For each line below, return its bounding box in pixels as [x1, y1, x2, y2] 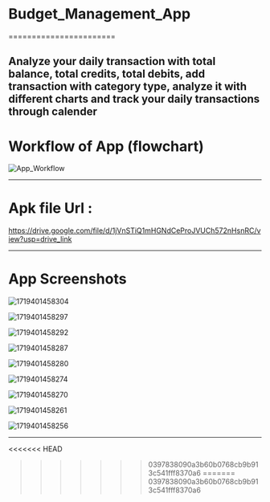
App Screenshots [8, 270, 127, 288]
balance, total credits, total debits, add [8, 67, 206, 81]
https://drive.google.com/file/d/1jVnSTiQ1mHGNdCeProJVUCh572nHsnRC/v [8, 226, 261, 235]
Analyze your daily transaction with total [8, 55, 216, 68]
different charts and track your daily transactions [8, 92, 260, 106]
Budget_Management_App [8, 5, 191, 23]
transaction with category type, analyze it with [8, 80, 247, 93]
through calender [8, 105, 98, 119]
